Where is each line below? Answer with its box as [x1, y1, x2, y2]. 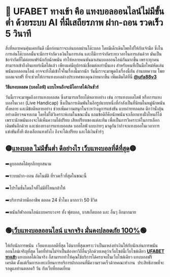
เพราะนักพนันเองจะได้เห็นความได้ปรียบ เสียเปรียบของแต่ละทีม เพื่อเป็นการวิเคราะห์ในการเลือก [5, 117, 160, 123]
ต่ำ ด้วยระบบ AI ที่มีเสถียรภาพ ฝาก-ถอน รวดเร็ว [5, 17, 163, 29]
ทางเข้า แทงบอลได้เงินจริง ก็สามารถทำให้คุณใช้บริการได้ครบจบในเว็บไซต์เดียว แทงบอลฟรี [5, 254, 152, 260]
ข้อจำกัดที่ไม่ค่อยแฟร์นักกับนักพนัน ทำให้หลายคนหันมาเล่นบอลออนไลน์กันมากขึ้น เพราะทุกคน [5, 57, 159, 63]
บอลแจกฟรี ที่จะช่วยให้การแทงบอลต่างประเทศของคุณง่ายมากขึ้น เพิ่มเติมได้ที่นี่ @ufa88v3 [5, 73, 157, 79]
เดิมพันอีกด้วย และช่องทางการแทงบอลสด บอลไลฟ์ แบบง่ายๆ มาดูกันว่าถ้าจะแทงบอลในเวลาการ [5, 123, 160, 129]
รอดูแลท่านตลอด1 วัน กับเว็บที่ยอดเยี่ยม [5, 265, 70, 271]
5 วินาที [5, 28, 31, 40]
